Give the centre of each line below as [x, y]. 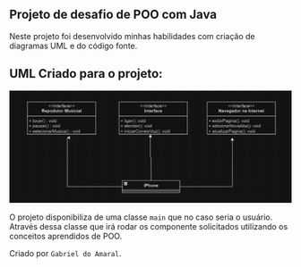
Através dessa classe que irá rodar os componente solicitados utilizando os [149, 226]
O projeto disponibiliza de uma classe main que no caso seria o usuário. [141, 217]
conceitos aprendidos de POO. [66, 236]
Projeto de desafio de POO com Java [113, 15]
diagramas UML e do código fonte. [73, 46]
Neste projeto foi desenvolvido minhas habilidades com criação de [132, 36]
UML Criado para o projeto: [86, 74]
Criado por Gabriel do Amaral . [65, 253]
